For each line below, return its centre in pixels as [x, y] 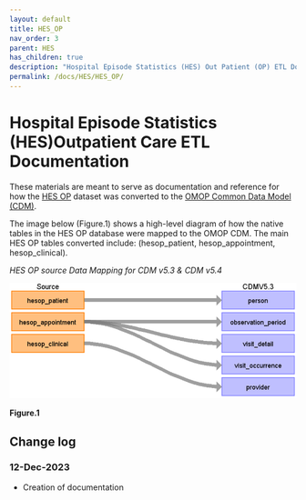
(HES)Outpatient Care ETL [110, 142]
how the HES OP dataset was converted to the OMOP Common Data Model [150, 196]
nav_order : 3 [34, 38]
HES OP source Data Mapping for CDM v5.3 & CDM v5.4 [116, 270]
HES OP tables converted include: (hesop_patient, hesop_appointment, [143, 243]
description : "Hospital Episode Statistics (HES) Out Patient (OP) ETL [148, 67]
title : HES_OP [36, 29]
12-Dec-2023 [40, 467]
